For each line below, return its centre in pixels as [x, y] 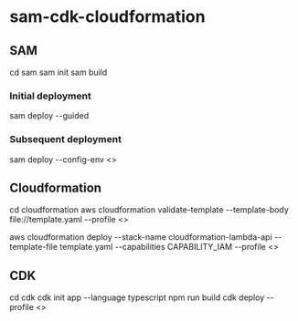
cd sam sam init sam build [59, 72]
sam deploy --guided [49, 116]
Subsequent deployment [65, 140]
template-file [33, 247]
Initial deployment [50, 96]
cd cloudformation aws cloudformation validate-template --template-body [149, 210]
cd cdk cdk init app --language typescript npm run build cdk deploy [137, 297]
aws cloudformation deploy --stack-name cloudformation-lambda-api [141, 237]
